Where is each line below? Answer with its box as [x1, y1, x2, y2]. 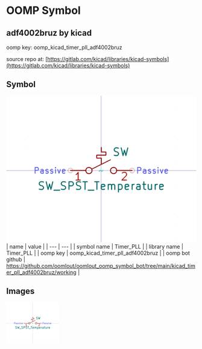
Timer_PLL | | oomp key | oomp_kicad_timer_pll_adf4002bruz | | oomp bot [6, 249, 190, 257]
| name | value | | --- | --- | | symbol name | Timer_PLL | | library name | [6, 243, 184, 250]
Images [6, 286, 35, 296]
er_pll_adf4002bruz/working [6, 269, 77, 276]
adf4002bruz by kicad [6, 28, 92, 38]
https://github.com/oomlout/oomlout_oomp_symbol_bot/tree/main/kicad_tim [6, 263, 196, 270]
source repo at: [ [6, 56, 48, 62]
